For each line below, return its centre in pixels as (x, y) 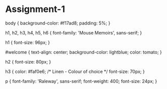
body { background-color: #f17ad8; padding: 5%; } (58, 23)
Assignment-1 (35, 9)
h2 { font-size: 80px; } (28, 61)
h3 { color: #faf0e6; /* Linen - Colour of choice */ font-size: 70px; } (75, 71)
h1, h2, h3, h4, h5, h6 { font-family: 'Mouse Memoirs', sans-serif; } (74, 32)
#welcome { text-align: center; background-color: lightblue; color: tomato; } (84, 52)
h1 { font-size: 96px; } (28, 42)
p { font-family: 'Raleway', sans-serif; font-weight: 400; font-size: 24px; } (81, 81)
